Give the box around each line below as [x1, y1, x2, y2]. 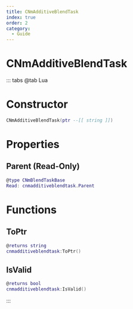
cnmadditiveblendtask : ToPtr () [6, 248, 82, 255]
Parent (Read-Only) [6, 161, 80, 171]
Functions [6, 203, 57, 216]
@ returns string [6, 243, 47, 249]
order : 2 [6, 20, 28, 26]
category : [6, 25, 31, 32]
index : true [6, 14, 36, 20]
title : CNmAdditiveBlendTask [6, 8, 79, 15]
